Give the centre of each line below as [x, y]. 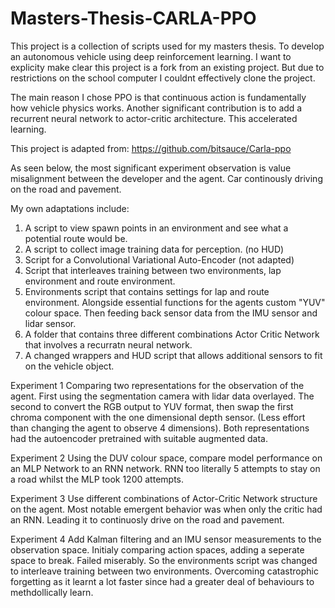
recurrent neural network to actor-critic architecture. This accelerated [154, 118]
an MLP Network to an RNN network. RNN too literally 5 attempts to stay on [165, 468]
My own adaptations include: [70, 208]
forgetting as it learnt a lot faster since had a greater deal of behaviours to [162, 581]
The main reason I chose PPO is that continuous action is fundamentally [158, 97]
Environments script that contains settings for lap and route [147, 291]
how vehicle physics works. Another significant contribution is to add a [156, 108]
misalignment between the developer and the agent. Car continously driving [166, 178]
